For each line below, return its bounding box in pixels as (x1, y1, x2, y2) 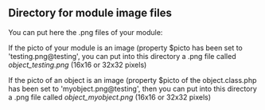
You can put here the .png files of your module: (8, 27, 163, 37)
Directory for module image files (8, 6, 173, 20)
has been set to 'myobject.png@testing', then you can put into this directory (8, 84, 257, 93)
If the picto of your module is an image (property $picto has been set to (8, 43, 243, 53)
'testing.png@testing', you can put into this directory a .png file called (8, 51, 236, 61)
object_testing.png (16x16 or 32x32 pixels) (8, 60, 147, 69)
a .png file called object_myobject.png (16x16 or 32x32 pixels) (8, 92, 212, 102)
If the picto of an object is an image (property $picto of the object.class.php (8, 75, 257, 84)
